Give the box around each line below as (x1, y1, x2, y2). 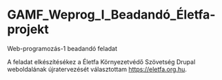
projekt (7, 21, 50, 37)
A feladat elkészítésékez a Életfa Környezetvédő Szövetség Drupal (7, 57, 196, 66)
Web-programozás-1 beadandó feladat (7, 44, 118, 52)
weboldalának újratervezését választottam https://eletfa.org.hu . (7, 65, 188, 73)
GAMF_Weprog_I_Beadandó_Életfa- (7, 7, 216, 23)
